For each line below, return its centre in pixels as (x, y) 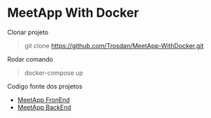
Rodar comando (30, 59)
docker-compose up (54, 73)
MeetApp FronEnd (43, 100)
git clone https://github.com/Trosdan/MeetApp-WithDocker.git (114, 45)
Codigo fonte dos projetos (45, 86)
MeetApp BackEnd (44, 107)
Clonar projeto (28, 32)
